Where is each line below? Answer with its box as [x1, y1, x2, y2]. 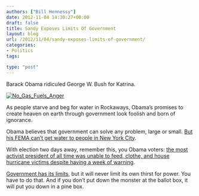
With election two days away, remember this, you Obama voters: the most [6, 146, 188, 153]
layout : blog [6, 31, 39, 37]
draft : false [6, 20, 39, 26]
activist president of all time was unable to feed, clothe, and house [6, 152, 170, 159]
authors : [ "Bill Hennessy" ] [6, 8, 76, 15]
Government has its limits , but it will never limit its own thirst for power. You [6, 170, 191, 177]
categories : [6, 42, 36, 48]
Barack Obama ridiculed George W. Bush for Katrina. [6, 80, 136, 87]
